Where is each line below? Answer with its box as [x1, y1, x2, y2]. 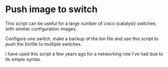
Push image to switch [5, 4, 98, 15]
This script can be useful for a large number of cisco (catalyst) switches [5, 20, 156, 26]
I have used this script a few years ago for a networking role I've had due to [5, 51, 163, 57]
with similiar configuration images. [5, 25, 77, 31]
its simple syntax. [5, 56, 42, 62]
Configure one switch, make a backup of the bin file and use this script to [5, 36, 159, 42]
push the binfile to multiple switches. [5, 41, 82, 47]
